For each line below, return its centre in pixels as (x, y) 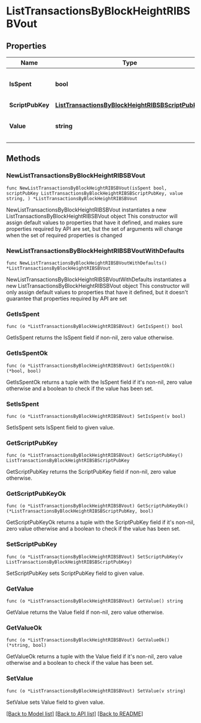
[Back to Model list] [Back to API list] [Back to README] (75, 713)
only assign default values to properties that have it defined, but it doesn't (97, 292)
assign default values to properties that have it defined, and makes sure (95, 222)
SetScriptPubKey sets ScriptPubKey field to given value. (75, 573)
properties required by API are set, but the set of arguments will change (95, 228)
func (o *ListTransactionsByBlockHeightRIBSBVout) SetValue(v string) (96, 691)
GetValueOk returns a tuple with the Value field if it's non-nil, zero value (94, 656)
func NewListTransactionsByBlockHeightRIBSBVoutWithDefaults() (87, 263)
